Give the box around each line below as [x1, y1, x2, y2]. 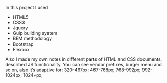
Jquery [12, 25, 28, 31]
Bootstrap [12, 41, 34, 47]
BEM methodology [12, 35, 52, 41]
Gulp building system [12, 30, 58, 36]
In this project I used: [5, 5, 50, 10]
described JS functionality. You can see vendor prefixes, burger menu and [5, 62, 162, 67]
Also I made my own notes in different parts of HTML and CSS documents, [5, 56, 162, 62]
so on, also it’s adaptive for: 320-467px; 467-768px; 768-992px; [5, 67, 141, 73]
